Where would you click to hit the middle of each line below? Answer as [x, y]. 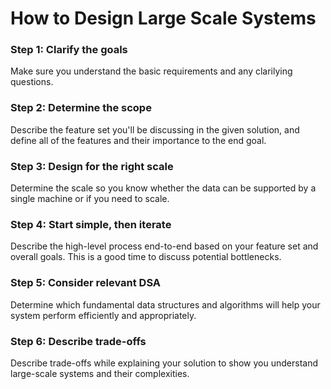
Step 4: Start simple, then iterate [91, 224]
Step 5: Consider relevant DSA [86, 283]
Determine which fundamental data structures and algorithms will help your [165, 304]
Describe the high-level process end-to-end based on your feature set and [164, 246]
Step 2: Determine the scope [81, 108]
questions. [32, 82]
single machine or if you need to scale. [90, 199]
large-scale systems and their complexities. [100, 373]
